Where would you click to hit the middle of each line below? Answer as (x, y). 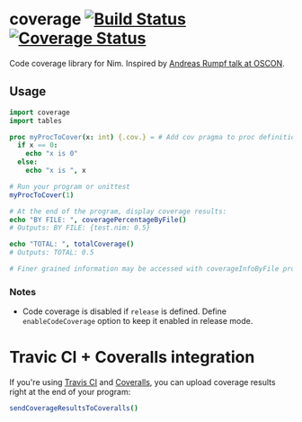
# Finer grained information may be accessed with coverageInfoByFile (144, 269)
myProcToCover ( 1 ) (42, 195)
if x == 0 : (38, 145)
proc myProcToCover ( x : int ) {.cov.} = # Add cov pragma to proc (132, 137)
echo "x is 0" (52, 154)
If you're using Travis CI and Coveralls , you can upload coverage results (142, 382)
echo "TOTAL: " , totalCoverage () (72, 244)
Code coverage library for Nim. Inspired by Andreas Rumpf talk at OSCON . (147, 63)
